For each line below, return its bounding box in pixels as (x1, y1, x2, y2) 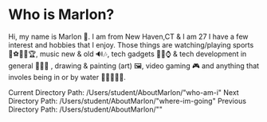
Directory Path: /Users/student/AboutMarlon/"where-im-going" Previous (8, 96, 247, 105)
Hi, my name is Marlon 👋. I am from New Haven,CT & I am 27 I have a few (8, 32, 249, 41)
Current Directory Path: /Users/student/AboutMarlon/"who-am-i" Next (8, 87, 239, 97)
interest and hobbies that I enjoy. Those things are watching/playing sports (8, 40, 254, 49)
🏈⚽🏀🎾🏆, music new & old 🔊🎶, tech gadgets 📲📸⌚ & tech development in (8, 49, 247, 59)
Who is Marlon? (8, 6, 115, 24)
